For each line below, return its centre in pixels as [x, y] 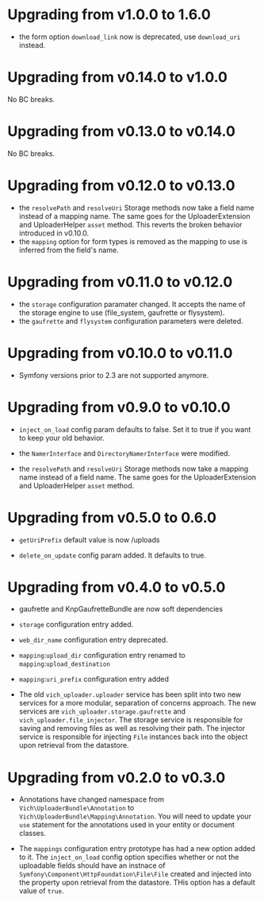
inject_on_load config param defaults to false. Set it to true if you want [135, 429]
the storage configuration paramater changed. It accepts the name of [132, 304]
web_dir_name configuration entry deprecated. [93, 640]
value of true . [41, 891]
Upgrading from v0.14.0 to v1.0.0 [117, 78]
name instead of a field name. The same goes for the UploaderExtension [138, 477]
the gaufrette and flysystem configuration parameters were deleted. [131, 321]
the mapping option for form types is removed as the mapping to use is [133, 241]
